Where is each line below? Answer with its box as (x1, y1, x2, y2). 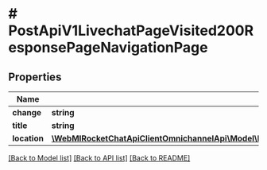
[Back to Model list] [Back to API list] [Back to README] (8, 153, 191, 163)
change (12, 107, 42, 118)
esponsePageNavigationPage (8, 39, 208, 56)
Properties (8, 70, 62, 83)
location (12, 133, 44, 144)
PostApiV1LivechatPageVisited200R (8, 21, 254, 40)
